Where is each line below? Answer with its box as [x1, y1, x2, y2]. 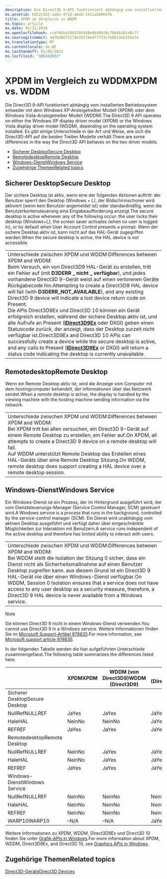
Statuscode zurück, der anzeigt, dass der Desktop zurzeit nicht [7, 326, 155, 332]
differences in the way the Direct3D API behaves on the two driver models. [5, 139, 158, 145]
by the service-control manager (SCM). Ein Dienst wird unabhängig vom [5, 515, 153, 521]
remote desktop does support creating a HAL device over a [7, 462, 146, 469]
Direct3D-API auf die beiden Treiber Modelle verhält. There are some [5, 134, 145, 140]
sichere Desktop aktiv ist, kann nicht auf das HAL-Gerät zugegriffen [5, 229, 144, 235]
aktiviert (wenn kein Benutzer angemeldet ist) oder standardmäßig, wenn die [5, 203, 162, 209]
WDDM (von [109, 668, 139, 675]
